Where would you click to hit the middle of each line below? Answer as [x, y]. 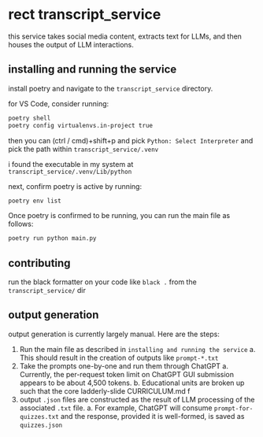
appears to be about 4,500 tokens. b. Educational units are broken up [132, 383]
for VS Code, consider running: [59, 103]
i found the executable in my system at [71, 164]
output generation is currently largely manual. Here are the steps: [114, 334]
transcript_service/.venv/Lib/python [70, 172]
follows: [21, 224]
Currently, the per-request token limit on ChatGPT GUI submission [127, 374]
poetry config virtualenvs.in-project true [81, 125]
